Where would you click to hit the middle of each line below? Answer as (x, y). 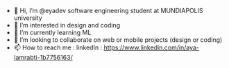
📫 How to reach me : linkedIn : (58, 47)
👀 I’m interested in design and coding (67, 25)
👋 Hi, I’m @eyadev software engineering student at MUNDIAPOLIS (108, 11)
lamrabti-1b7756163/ (43, 57)
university (28, 18)
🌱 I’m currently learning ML (52, 32)
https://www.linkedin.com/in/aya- (152, 47)
